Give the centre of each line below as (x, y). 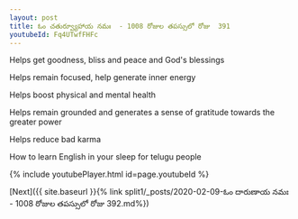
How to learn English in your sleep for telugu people (106, 157)
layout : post (34, 18)
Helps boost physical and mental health (82, 95)
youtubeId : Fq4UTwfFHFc (54, 34)
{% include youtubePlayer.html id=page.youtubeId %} (109, 174)
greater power (36, 122)
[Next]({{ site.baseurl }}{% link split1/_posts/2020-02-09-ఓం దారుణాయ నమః (149, 192)
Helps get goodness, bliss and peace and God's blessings (117, 60)
